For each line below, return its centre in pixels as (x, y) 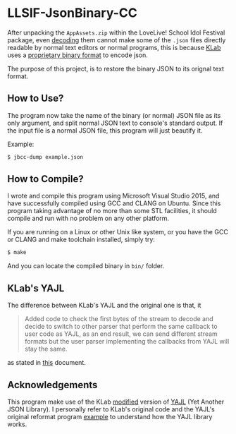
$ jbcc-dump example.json (45, 157)
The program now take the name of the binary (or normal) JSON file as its (114, 115)
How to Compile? (45, 179)
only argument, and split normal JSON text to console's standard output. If (115, 123)
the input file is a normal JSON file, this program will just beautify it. (105, 130)
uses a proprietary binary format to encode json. (77, 55)
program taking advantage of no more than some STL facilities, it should (112, 211)
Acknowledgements (52, 385)
